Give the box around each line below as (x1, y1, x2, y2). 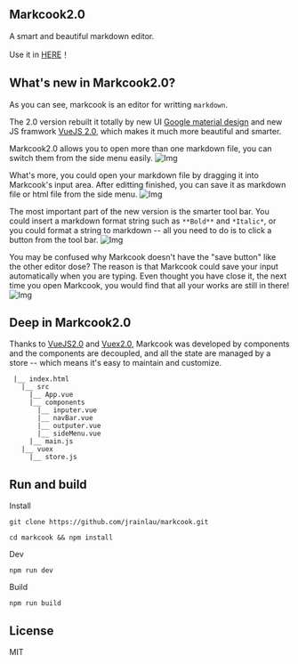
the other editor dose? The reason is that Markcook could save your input (9, 261, 278, 271)
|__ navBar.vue (36, 414, 93, 423)
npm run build (9, 599, 62, 608)
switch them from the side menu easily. (9, 152, 153, 163)
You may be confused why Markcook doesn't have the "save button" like (9, 251, 277, 262)
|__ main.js (28, 437, 74, 446)
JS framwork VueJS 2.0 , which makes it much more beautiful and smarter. (9, 126, 282, 136)
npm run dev (9, 566, 53, 575)
